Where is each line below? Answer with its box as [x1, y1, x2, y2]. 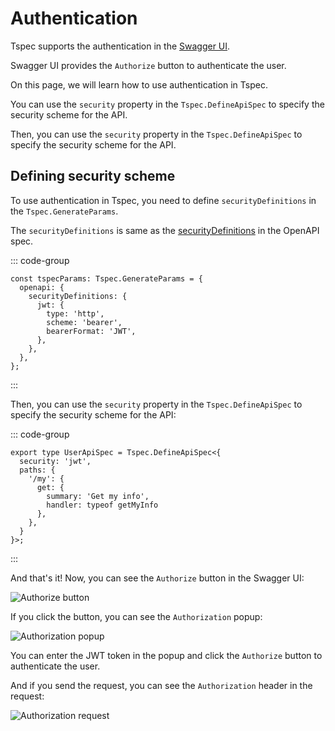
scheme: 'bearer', [46, 317, 123, 327]
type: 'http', [46, 308, 105, 319]
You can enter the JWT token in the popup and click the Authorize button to [10, 649, 323, 661]
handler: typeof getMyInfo [46, 500, 159, 510]
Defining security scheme [10, 168, 176, 185]
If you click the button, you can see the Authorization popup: [10, 610, 263, 622]
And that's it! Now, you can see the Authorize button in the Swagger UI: [10, 572, 305, 584]
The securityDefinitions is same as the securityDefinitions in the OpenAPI [10, 224, 320, 236]
